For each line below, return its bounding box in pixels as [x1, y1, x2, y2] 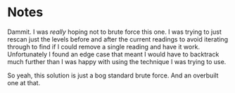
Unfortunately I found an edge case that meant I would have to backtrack [7, 50, 220, 58]
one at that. [7, 78, 41, 87]
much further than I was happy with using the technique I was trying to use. [7, 57, 227, 66]
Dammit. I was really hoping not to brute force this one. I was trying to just [7, 27, 222, 36]
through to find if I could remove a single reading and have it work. [7, 42, 201, 51]
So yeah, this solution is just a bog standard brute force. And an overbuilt [7, 71, 219, 80]
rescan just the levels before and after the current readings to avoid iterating [7, 35, 229, 43]
